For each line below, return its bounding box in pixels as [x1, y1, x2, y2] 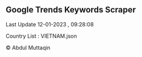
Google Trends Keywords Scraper [5, 5, 136, 15]
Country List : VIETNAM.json [5, 32, 77, 40]
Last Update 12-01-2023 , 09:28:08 [5, 20, 94, 28]
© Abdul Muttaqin [5, 44, 51, 51]
